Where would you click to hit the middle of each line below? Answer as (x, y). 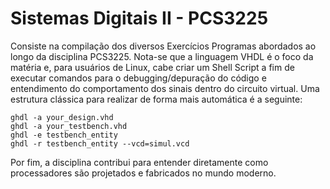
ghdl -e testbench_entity (64, 135)
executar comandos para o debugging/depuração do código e (138, 78)
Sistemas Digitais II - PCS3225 (139, 18)
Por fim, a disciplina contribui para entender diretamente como (139, 162)
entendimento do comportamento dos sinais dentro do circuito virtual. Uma (165, 88)
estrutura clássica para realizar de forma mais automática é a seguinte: (156, 99)
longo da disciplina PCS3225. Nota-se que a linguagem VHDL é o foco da (162, 56)
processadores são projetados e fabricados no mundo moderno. (143, 173)
